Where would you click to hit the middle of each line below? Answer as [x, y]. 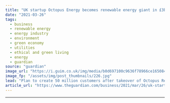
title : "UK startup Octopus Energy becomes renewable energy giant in [81, 10]
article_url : [19, 85]
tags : [11, 19]
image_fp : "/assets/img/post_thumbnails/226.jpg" [59, 76]
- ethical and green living [39, 52]
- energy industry [29, 33]
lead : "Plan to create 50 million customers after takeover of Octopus [82, 81]
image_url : [17, 72]
